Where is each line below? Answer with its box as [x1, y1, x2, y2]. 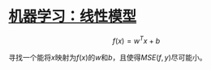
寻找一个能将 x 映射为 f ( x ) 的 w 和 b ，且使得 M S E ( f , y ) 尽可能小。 [8, 52, 207, 62]
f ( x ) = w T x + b [112, 34, 161, 45]
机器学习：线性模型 [8, 7, 137, 26]
